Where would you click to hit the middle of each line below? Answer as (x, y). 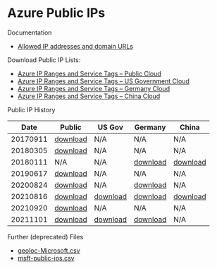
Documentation (30, 32)
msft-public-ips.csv (46, 258)
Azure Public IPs (56, 13)
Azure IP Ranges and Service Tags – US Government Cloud (104, 81)
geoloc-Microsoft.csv (49, 250)
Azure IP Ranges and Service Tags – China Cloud (89, 96)
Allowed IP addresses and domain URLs (75, 46)
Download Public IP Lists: (44, 60)
